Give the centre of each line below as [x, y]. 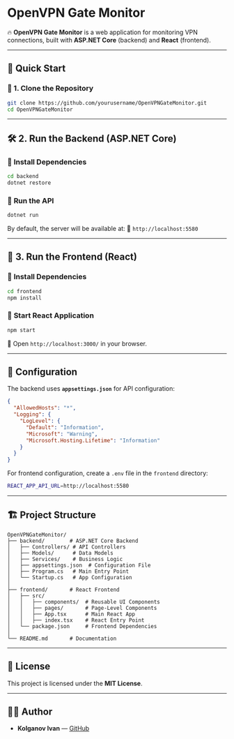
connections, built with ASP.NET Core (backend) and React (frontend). [109, 40]
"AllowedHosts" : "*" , [45, 408]
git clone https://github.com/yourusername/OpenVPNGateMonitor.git [107, 103]
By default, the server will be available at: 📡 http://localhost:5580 [103, 228]
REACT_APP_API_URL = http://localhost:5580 [68, 486]
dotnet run [23, 215]
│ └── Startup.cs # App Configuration [70, 577]
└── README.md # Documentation [62, 639]
